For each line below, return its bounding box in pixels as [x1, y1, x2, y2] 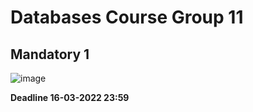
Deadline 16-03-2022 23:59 [10, 92, 130, 103]
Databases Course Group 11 [10, 6, 244, 29]
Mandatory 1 [10, 46, 90, 63]
